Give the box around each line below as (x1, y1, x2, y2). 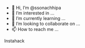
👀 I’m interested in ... (11, 10, 55, 16)
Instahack (4, 38, 25, 43)
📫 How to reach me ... (11, 26, 59, 32)
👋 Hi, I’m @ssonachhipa (11, 5, 61, 10)
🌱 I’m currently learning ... (11, 15, 66, 21)
